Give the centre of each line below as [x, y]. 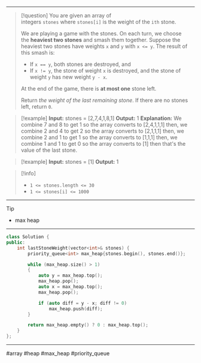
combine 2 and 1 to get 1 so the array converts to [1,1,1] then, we [99, 137]
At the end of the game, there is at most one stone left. [89, 88]
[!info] [28, 173]
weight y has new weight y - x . [68, 77]
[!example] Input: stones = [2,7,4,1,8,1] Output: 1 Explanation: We [101, 118]
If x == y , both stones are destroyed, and [80, 64]
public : [16, 242]
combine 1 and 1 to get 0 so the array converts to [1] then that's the [103, 144]
